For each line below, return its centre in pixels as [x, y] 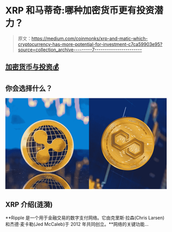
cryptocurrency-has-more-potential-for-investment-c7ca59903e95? [90, 44]
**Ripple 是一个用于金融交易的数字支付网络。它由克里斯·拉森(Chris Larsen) [85, 218]
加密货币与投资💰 [32, 67]
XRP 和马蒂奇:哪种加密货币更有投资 [80, 10]
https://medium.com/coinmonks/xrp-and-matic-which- [90, 38]
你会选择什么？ [29, 88]
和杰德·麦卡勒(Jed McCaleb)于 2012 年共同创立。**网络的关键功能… [77, 224]
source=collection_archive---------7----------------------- [80, 50]
